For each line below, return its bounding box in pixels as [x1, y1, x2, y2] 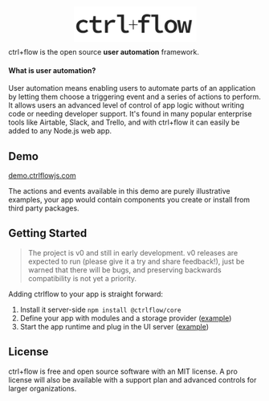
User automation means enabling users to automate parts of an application [8, 84, 256, 93]
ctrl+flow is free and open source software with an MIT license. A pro [8, 366, 238, 376]
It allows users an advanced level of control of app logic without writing [8, 100, 245, 110]
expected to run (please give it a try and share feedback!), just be [27, 256, 245, 266]
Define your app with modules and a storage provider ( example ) [19, 313, 232, 323]
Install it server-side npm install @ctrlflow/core [19, 305, 181, 314]
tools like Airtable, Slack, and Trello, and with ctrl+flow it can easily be [8, 117, 240, 127]
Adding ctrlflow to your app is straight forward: [8, 288, 163, 299]
